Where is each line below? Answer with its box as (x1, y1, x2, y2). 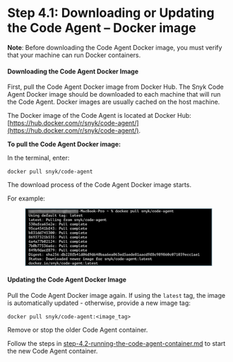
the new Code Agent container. (7, 346, 98, 355)
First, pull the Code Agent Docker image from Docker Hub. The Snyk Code (7, 83, 224, 91)
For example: (7, 194, 46, 203)
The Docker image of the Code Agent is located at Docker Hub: (7, 111, 192, 120)
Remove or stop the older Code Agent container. (7, 325, 148, 334)
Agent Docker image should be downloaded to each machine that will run (7, 90, 221, 99)
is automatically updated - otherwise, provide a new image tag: (7, 298, 191, 307)
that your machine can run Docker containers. (7, 51, 141, 59)
